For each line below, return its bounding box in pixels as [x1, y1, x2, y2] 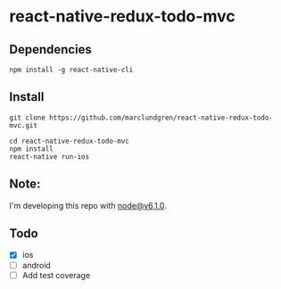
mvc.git [9, 120, 38, 130]
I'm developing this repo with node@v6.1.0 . [9, 200, 167, 211]
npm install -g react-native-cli [9, 65, 134, 74]
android [21, 260, 51, 270]
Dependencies [9, 42, 92, 57]
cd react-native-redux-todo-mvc [9, 136, 129, 145]
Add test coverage [21, 269, 91, 280]
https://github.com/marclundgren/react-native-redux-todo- [48, 113, 274, 122]
